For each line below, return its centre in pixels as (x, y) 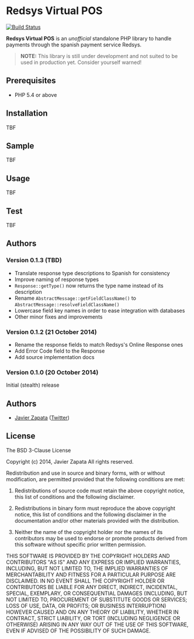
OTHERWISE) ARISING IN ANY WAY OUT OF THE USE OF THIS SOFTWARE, (97, 624)
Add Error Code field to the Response (60, 351)
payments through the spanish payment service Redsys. (74, 45)
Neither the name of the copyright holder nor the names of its (89, 532)
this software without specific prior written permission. (80, 545)
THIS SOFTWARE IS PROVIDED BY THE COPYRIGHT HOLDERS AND (88, 556)
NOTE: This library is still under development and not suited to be (99, 56)
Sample (20, 146)
